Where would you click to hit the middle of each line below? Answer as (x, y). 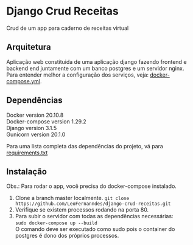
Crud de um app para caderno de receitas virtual (68, 28)
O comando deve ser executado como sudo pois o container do (95, 229)
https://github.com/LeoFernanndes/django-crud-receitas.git (93, 204)
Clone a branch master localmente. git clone (72, 198)
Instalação (27, 171)
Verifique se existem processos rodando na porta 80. (82, 210)
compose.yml (23, 81)
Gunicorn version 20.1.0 (36, 134)
